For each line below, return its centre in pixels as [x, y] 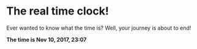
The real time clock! [58, 11]
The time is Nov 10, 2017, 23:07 [46, 39]
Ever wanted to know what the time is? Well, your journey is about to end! [99, 28]
